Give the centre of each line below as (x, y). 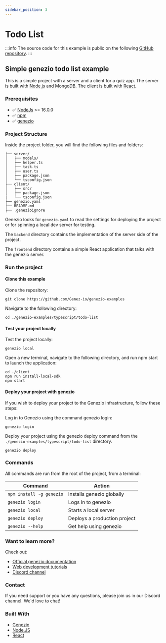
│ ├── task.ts (22, 167)
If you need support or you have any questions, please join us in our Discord (83, 596)
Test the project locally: (29, 340)
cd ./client (17, 372)
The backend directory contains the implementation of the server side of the (82, 234)
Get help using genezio (95, 526)
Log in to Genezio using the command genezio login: (59, 417)
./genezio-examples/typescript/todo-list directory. (59, 441)
